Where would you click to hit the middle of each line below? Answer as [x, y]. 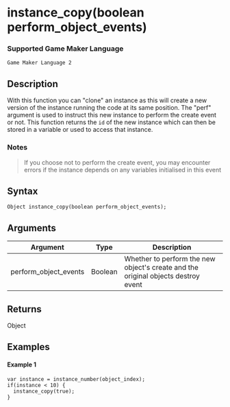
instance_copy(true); [44, 391]
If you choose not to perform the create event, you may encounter [117, 162]
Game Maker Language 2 [39, 63]
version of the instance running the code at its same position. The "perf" [109, 108]
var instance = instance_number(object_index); [76, 379]
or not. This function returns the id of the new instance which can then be [112, 122]
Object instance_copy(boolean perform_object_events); [87, 207]
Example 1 [22, 364]
